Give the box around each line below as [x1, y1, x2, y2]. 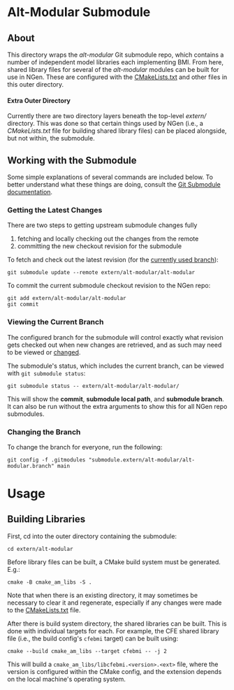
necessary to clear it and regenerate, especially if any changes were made [7, 598, 222, 607]
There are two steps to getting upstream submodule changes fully [7, 221, 198, 229]
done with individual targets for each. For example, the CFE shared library [7, 626, 219, 635]
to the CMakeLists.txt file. [7, 605, 81, 614]
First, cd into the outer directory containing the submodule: [7, 532, 177, 540]
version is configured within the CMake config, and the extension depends [7, 667, 222, 675]
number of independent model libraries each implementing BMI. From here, [7, 58, 224, 66]
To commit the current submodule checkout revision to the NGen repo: [7, 281, 211, 290]
